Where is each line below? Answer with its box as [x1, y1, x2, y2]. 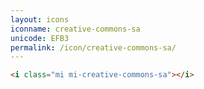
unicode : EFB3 [10, 33, 70, 43]
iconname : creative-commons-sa [10, 24, 141, 34]
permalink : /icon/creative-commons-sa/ [10, 42, 177, 53]
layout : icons [10, 14, 70, 25]
